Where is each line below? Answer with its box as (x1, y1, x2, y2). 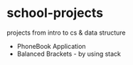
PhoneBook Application (16, 42, 86, 50)
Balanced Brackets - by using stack (16, 49, 122, 58)
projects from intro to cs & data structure (6, 28, 126, 37)
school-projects (6, 5, 104, 21)
